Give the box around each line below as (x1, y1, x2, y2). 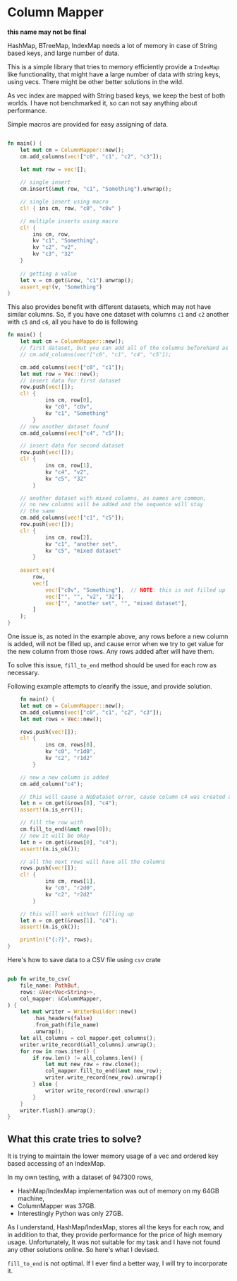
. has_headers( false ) (32, 1015, 93, 1022)
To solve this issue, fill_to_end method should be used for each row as (7, 661, 217, 669)
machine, (17, 1194, 45, 1203)
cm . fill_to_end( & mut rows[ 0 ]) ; (20, 826, 112, 833)
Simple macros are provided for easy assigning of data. (7, 119, 169, 128)
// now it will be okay (20, 832, 90, 839)
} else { (32, 1081, 59, 1088)
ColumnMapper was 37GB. (17, 1202, 97, 1210)
